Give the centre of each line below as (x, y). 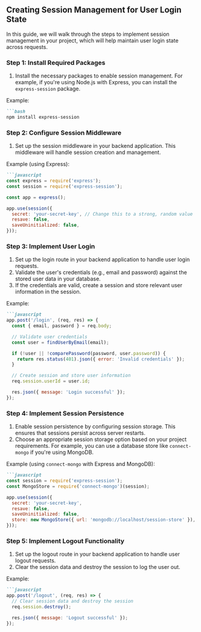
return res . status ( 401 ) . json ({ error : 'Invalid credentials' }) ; (101, 359)
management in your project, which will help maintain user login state (93, 40)
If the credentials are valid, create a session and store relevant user (99, 285)
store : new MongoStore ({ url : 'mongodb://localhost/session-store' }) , (104, 520)
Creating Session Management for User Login (94, 10)
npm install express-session (43, 117)
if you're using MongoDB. (62, 452)
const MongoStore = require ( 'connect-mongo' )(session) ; (78, 486)
